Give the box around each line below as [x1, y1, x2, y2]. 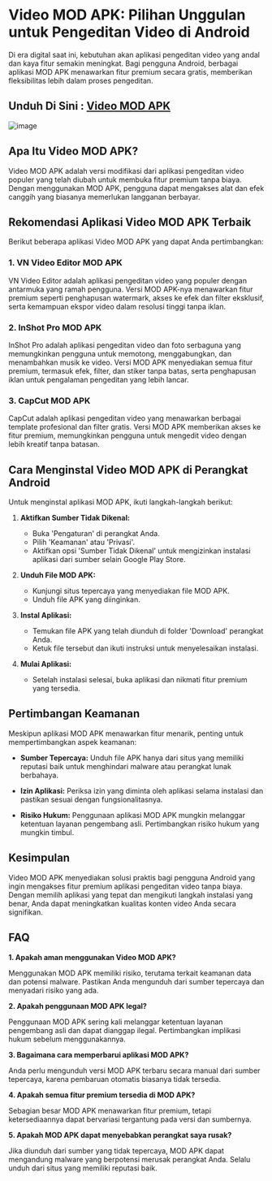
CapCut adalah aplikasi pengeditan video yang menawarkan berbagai [8, 413, 241, 423]
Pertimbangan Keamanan [8, 707, 140, 720]
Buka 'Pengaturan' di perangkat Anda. [32, 529, 160, 539]
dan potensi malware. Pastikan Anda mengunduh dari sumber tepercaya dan [8, 976, 265, 986]
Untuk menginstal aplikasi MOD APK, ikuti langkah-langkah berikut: [8, 497, 233, 507]
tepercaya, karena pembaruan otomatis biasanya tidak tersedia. [8, 1074, 222, 1084]
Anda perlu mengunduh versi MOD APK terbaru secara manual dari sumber [8, 1066, 261, 1075]
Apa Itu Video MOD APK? [8, 145, 139, 158]
